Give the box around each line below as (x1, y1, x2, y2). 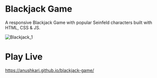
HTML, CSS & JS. (5, 24, 41, 30)
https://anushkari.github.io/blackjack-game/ (5, 67, 94, 73)
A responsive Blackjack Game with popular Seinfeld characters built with (5, 19, 153, 25)
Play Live (5, 51, 43, 62)
